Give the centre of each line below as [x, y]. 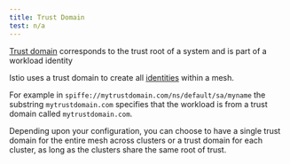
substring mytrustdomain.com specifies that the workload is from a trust [138, 104]
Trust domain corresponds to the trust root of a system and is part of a [138, 51]
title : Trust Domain [47, 17]
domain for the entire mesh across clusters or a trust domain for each [136, 140]
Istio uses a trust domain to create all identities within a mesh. [122, 77]
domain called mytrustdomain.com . [71, 113]
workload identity [41, 60]
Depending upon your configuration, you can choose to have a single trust [145, 130]
